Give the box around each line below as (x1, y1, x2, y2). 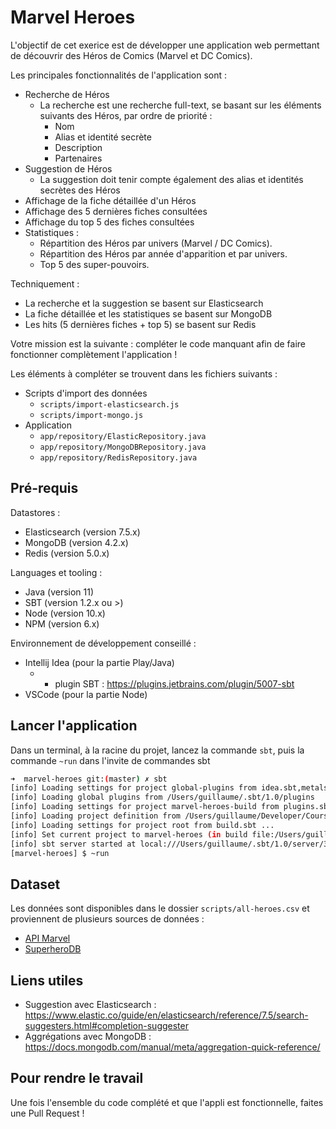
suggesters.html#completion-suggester (24, 1020, 189, 1032)
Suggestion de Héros (24, 162, 113, 175)
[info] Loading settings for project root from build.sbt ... (10, 820, 275, 830)
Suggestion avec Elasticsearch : (24, 999, 157, 1011)
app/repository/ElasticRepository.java (39, 431, 207, 441)
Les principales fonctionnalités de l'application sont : (10, 69, 228, 81)
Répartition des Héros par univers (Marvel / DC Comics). (39, 237, 273, 249)
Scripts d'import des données (24, 387, 148, 399)
